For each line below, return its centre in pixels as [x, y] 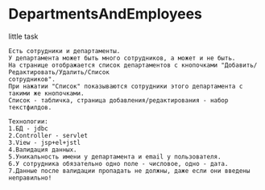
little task [23, 36]
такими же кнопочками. [46, 93]
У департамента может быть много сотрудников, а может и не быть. [122, 58]
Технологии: [28, 122]
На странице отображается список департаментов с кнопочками [113, 65]
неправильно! [30, 178]
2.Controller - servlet [48, 135]
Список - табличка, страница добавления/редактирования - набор [118, 100]
